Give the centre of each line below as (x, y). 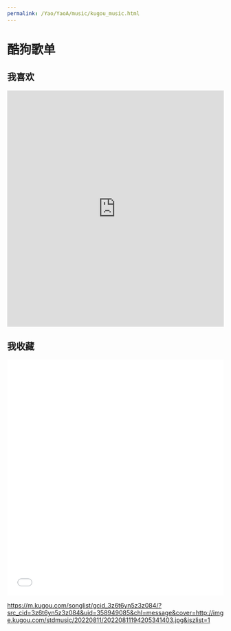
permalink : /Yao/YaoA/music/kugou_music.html (73, 13)
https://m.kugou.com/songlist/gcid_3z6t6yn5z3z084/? (85, 606)
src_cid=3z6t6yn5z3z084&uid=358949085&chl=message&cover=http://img (115, 613)
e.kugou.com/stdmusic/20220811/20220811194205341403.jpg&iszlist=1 (109, 620)
